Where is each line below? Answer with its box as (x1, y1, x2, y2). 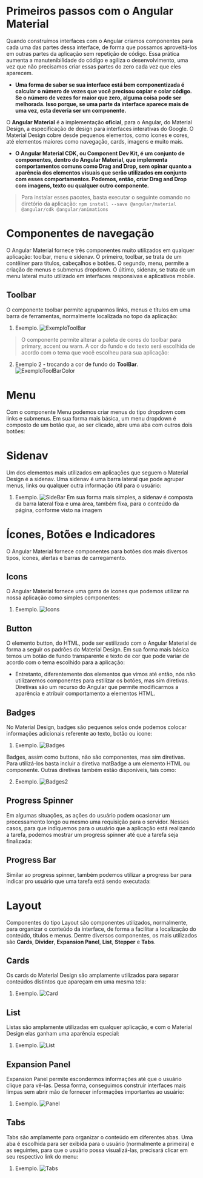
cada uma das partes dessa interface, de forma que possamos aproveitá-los (6, 44, 198, 51)
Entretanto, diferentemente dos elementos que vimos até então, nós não (15, 671, 196, 678)
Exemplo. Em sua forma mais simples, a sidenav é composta (15, 493, 193, 501)
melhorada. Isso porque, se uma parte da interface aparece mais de (15, 100, 189, 107)
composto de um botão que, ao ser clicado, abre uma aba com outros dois (6, 421, 193, 428)
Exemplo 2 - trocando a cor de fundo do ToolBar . (15, 361, 139, 368)
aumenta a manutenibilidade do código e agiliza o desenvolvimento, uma (6, 56, 188, 64)
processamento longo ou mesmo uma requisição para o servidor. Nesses (6, 818, 189, 825)
